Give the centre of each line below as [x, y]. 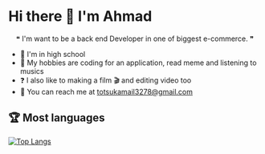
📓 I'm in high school [53, 54]
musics [32, 71]
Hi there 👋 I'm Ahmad [80, 16]
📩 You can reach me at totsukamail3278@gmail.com [106, 91]
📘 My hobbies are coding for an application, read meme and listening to [138, 63]
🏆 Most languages [57, 118]
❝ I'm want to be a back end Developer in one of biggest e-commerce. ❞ [135, 38]
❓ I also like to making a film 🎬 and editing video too [106, 80]
